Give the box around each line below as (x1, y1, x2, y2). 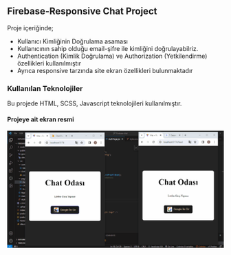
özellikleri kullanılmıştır (16, 59, 81, 68)
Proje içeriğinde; (7, 23, 54, 32)
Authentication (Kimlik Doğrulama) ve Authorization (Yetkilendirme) (16, 52, 208, 60)
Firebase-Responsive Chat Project (7, 6, 157, 17)
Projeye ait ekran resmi (7, 115, 74, 123)
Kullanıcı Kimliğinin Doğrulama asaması (16, 37, 129, 45)
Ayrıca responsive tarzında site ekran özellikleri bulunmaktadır (16, 66, 193, 74)
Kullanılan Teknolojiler (7, 83, 83, 93)
